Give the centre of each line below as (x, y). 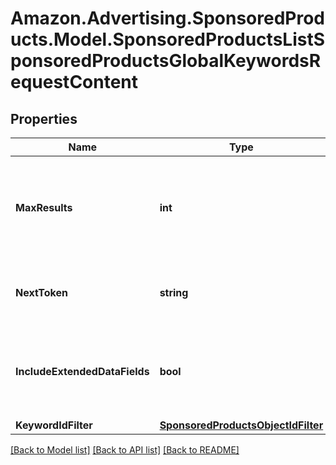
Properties (44, 118)
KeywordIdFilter (54, 425)
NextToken (41, 292)
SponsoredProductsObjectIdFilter (241, 425)
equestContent (74, 82)
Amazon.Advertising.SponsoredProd (168, 18)
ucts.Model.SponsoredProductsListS (168, 39)
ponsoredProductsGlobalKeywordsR (166, 61)
